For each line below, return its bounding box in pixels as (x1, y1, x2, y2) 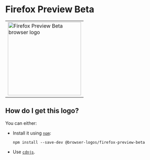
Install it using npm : (12, 130, 51, 136)
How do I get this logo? (5, 106, 79, 115)
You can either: (5, 120, 37, 126)
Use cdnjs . (12, 149, 36, 155)
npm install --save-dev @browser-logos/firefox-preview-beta (12, 140, 145, 145)
